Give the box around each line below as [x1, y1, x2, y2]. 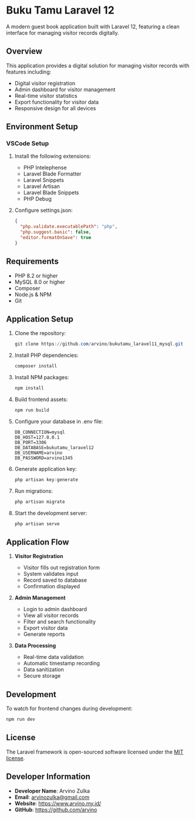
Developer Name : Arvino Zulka [14, 787, 90, 794]
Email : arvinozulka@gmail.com [14, 793, 90, 801]
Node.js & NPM [14, 291, 52, 298]
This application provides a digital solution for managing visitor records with [6, 62, 190, 69]
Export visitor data [23, 625, 68, 632]
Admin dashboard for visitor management [14, 86, 116, 93]
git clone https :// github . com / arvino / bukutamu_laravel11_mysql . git [14, 341, 184, 347]
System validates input [23, 571, 79, 578]
